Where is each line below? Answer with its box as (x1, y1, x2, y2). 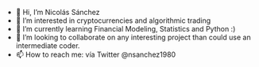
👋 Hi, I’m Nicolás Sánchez (15, 8, 100, 17)
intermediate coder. (15, 41, 80, 50)
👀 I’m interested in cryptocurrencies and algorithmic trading (15, 16, 211, 25)
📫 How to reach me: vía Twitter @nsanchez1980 (15, 50, 176, 59)
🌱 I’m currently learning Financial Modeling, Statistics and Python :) (15, 24, 236, 33)
